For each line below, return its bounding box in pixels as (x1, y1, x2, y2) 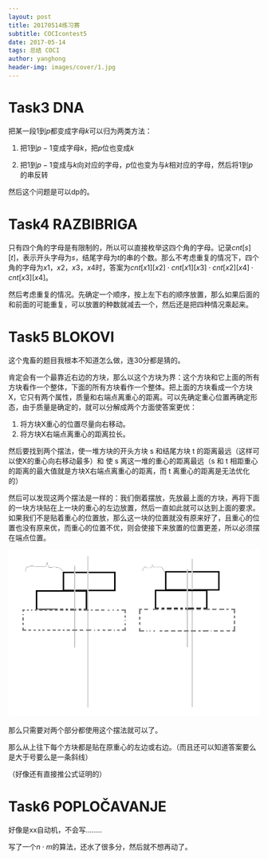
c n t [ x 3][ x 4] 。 (8, 272, 53, 282)
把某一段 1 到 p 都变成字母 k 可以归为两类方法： (8, 126, 152, 136)
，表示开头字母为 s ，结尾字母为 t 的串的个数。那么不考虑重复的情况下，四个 (15, 252, 259, 262)
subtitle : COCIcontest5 (8, 30, 88, 37)
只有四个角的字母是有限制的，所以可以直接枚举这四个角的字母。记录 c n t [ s (8, 242, 249, 252)
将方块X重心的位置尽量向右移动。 (19, 419, 130, 428)
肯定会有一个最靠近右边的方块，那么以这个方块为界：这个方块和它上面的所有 (8, 372, 260, 382)
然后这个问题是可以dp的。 (8, 187, 94, 196)
